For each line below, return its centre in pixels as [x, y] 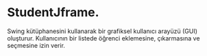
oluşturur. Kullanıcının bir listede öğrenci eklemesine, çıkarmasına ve [103, 38]
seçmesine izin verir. [36, 45]
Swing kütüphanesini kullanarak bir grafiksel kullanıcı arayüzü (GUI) [102, 31]
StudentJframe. [53, 12]
